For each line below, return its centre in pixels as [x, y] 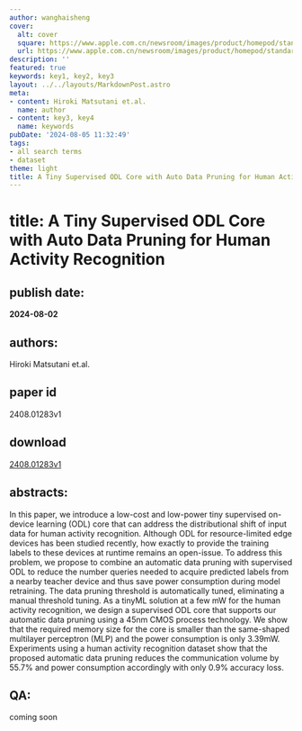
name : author [42, 110]
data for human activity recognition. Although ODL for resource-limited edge [151, 533]
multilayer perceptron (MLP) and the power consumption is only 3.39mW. [145, 638]
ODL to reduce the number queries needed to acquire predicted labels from [149, 572]
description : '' [40, 59]
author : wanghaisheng [50, 18]
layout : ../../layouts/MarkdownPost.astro [90, 85]
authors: [34, 343]
